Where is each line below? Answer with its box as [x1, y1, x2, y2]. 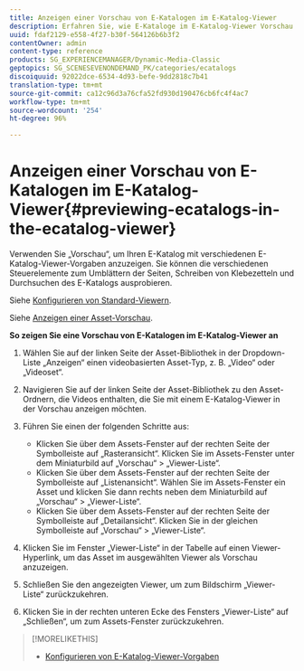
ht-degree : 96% [9, 114, 67, 123]
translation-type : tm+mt [9, 80, 103, 90]
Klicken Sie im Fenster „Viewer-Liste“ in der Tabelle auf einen [22, 543, 251, 553]
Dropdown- [242, 347, 286, 358]
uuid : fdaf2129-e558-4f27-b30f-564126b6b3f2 [9, 30, 180, 39]
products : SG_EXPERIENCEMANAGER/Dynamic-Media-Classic [9, 55, 221, 64]
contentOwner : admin [9, 38, 88, 48]
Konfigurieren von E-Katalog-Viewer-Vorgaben [44, 651, 220, 662]
